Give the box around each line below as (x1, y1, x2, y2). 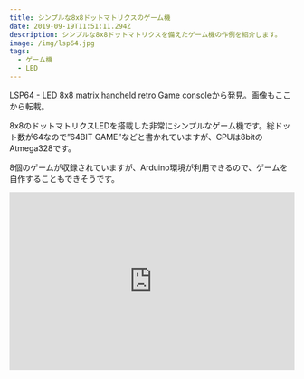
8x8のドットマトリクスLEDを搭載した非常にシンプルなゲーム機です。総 (9, 119, 275, 131)
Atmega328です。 (9, 142, 77, 154)
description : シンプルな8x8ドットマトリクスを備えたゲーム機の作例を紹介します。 (9, 30, 282, 39)
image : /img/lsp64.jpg (9, 38, 95, 48)
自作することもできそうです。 (9, 173, 120, 184)
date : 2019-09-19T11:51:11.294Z (9, 22, 131, 31)
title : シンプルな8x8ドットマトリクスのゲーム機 (9, 13, 171, 23)
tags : (9, 47, 30, 56)
